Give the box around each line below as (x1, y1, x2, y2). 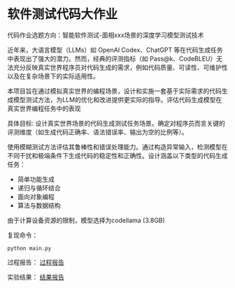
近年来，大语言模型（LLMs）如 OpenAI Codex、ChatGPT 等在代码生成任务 (7, 45, 223, 54)
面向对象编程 (17, 192, 55, 201)
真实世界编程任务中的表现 (7, 104, 81, 113)
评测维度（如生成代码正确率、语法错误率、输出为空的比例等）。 (7, 127, 188, 136)
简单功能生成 (17, 175, 55, 183)
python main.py (7, 245, 52, 252)
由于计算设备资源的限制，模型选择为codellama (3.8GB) (7, 216, 166, 224)
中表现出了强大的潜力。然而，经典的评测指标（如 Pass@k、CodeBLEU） (7, 54, 217, 63)
